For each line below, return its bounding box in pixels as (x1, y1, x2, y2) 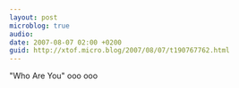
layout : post (9, 12, 58, 22)
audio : (9, 29, 34, 38)
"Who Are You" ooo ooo (9, 70, 98, 81)
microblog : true (9, 21, 70, 30)
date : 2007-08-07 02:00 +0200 (9, 37, 123, 47)
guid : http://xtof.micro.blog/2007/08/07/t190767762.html (9, 46, 230, 55)
